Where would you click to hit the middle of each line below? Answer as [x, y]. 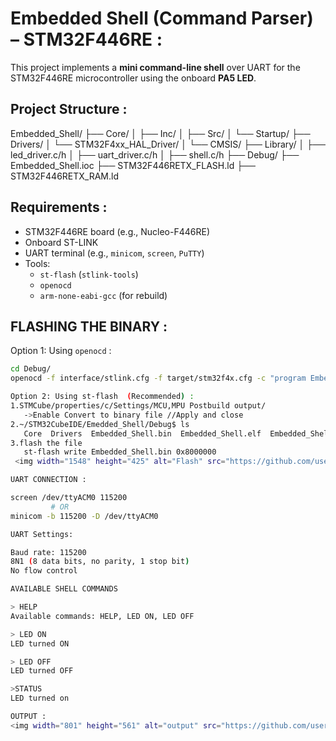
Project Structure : [69, 109]
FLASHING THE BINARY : [89, 326]
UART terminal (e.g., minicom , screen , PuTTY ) [114, 253]
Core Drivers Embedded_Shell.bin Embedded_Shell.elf [142, 433]
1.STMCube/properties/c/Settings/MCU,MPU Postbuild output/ [138, 406]
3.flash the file [46, 443]
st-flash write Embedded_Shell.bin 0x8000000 [120, 452]
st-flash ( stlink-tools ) [89, 274]
